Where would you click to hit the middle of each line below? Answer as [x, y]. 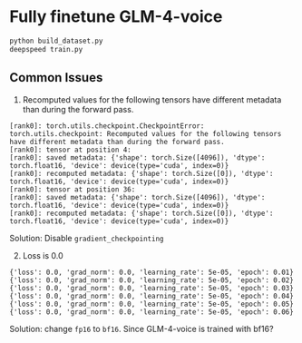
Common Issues [56, 78]
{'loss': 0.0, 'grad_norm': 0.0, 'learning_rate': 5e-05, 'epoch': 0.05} [152, 304]
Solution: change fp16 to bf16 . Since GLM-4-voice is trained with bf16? [141, 328]
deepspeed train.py [46, 49]
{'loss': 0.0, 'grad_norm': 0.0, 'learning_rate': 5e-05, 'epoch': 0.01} [152, 272]
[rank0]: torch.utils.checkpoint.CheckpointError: [107, 126]
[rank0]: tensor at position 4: [70, 150]
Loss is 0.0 [43, 255]
